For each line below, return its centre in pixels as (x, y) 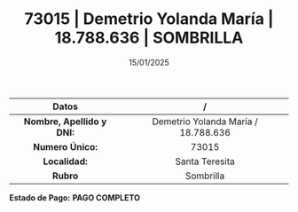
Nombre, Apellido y (65, 122)
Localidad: (66, 161)
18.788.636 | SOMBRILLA (149, 38)
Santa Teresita (205, 161)
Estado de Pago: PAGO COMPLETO (74, 197)
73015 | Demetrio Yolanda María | (149, 19)
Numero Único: (65, 146)
